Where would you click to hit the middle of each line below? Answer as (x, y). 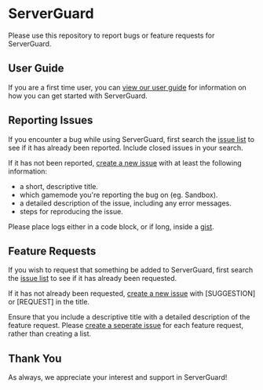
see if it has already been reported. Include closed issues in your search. (126, 148)
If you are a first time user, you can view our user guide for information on (128, 87)
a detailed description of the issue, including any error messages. (125, 203)
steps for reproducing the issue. (71, 211)
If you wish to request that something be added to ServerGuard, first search (131, 270)
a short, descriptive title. (58, 186)
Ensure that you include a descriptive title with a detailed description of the (129, 317)
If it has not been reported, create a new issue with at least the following (125, 162)
